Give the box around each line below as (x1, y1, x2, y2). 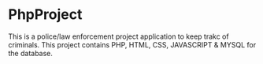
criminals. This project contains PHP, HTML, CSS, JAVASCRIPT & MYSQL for (8, 40, 257, 49)
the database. (8, 48, 54, 58)
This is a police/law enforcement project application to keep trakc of (8, 32, 230, 41)
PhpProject (8, 6, 83, 24)
